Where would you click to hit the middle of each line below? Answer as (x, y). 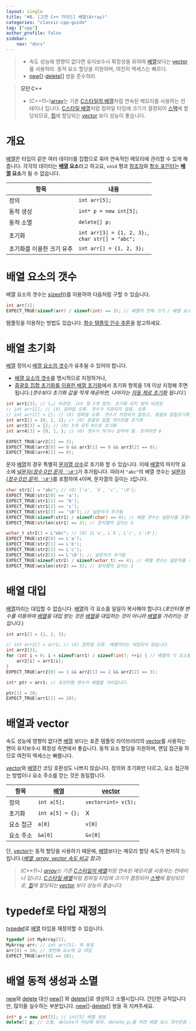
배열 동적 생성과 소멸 (52, 981)
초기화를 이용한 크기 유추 (41, 249)
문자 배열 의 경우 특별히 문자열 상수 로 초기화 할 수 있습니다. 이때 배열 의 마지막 (93, 464)
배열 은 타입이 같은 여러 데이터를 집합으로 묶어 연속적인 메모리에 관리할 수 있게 (94, 158)
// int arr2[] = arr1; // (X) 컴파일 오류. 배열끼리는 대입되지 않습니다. (88, 645)
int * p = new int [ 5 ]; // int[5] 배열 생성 (56, 1017)
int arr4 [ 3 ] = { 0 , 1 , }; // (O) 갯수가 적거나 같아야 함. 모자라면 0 (84, 431)
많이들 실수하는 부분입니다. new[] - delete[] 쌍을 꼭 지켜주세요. (84, 1006)
